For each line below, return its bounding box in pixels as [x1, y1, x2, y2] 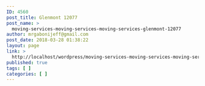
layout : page [6, 43, 40, 49]
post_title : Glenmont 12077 [6, 15, 78, 21]
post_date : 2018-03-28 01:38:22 [6, 37, 88, 43]
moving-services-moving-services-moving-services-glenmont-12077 [12, 25, 182, 32]
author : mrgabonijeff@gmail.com [6, 31, 88, 38]
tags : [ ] [6, 65, 32, 71]
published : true [6, 59, 48, 65]
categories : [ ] [6, 71, 48, 77]
